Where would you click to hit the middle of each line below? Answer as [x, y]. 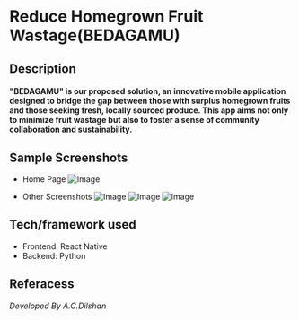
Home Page [44, 179]
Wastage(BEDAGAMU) [95, 35]
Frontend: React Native [65, 246]
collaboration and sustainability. [71, 130]
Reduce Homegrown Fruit [106, 17]
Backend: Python [54, 255]
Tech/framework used [73, 225]
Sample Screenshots [69, 157]
